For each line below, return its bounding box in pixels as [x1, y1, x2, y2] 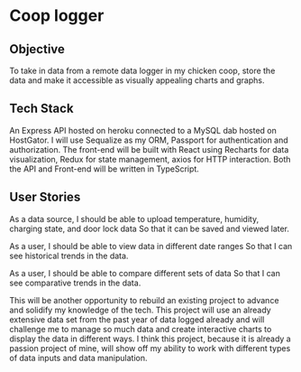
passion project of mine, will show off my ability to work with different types [9, 342, 291, 353]
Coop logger [9, 5, 105, 26]
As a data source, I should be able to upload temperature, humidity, [9, 213, 260, 224]
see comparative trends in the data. [9, 277, 141, 288]
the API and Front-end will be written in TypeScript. [9, 163, 200, 174]
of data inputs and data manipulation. [9, 352, 148, 363]
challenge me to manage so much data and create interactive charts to [9, 323, 272, 334]
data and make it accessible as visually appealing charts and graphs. [9, 75, 265, 86]
